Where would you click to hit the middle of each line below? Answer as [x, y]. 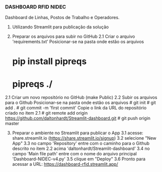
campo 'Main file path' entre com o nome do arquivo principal [74, 154]
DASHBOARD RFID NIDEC [35, 7]
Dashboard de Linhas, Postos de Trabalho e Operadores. [62, 18]
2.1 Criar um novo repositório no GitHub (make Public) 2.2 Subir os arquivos [81, 98]
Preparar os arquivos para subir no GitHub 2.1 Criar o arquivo [74, 37]
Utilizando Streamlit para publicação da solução [60, 27]
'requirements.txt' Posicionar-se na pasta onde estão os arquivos [78, 42]
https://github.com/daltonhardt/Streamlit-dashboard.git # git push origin [78, 118]
